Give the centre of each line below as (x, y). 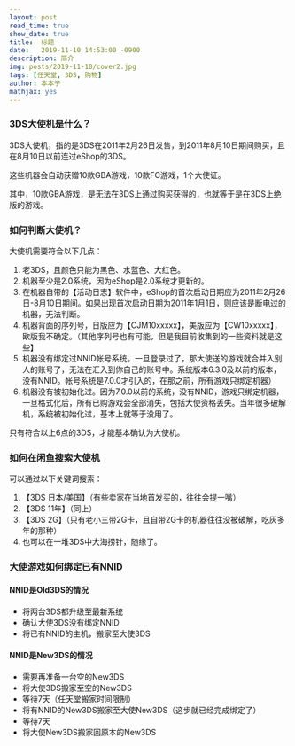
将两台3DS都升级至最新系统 (73, 611)
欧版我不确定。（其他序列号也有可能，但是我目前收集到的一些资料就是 (148, 337)
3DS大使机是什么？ (50, 124)
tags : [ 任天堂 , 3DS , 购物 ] (55, 75)
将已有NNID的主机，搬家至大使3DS (86, 633)
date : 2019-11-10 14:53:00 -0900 (75, 51)
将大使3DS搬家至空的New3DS (77, 688)
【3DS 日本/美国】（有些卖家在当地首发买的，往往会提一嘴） (131, 498)
